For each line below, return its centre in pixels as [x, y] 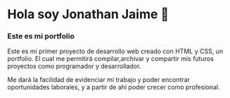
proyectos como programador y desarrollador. [74, 66]
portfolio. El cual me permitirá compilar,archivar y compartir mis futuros [111, 59]
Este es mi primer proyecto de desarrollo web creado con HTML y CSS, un [115, 51]
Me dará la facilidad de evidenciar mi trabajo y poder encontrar [99, 80]
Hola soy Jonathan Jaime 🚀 [88, 14]
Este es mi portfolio [41, 36]
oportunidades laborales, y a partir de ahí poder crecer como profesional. [114, 87]
